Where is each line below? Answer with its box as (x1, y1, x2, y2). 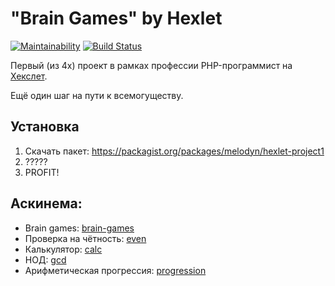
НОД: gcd (24, 253, 67, 266)
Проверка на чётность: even (24, 232, 147, 244)
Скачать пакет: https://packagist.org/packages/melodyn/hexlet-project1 (24, 145, 325, 157)
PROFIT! (24, 166, 60, 178)
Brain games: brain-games (24, 222, 135, 234)
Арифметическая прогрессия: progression (24, 264, 207, 276)
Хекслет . (10, 70, 48, 82)
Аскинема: (10, 195, 83, 212)
